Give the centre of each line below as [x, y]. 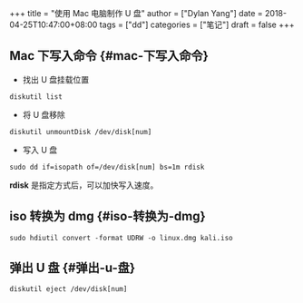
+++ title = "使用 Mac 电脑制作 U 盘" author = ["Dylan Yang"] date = [136, 13]
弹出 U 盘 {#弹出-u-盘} [73, 268]
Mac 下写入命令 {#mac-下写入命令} [109, 56]
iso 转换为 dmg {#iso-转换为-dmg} [108, 216]
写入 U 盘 [40, 150]
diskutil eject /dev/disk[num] [68, 289]
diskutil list [36, 97]
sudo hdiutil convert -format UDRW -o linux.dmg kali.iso [121, 238]
